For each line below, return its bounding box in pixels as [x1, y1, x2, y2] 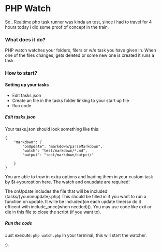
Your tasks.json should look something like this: [5, 126, 100, 132]
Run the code [5, 220, 32, 226]
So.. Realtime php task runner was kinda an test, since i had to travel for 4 [5, 19, 152, 25]
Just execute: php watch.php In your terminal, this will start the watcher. [5, 233, 147, 238]
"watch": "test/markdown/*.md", [22, 149, 88, 153]
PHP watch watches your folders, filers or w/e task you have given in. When [5, 47, 156, 53]
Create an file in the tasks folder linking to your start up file [12, 98, 129, 103]
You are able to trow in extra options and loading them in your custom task [5, 174, 153, 180]
